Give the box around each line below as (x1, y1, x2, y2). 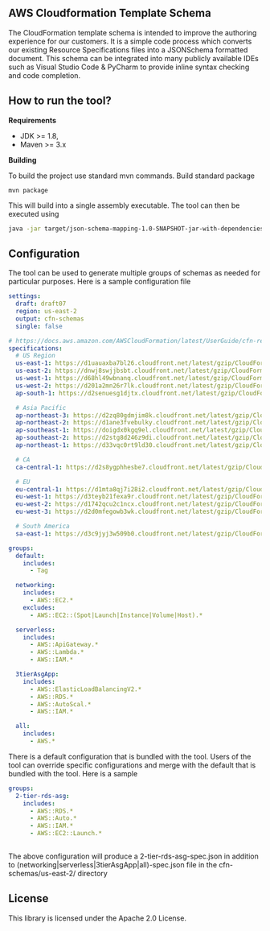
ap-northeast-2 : (15, 419, 70, 427)
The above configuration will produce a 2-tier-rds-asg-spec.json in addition (8, 851, 259, 861)
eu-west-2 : (15, 500, 52, 508)
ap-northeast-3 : (15, 411, 70, 420)
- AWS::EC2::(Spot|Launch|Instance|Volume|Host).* (29, 611, 203, 619)
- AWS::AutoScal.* (29, 700, 92, 708)
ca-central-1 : (15, 463, 63, 471)
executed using (8, 209, 59, 218)
